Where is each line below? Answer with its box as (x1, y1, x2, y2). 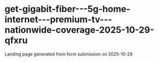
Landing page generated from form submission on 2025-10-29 (4, 51, 133, 57)
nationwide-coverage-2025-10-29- (4, 25, 155, 35)
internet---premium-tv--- (4, 14, 112, 25)
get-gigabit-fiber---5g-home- (4, 3, 131, 15)
